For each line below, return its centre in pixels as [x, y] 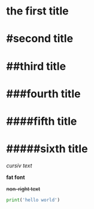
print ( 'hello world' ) [33, 200]
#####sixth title [47, 149]
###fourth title [43, 94]
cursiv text [19, 165]
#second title [40, 39]
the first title [37, 11]
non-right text [23, 189]
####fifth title [42, 121]
